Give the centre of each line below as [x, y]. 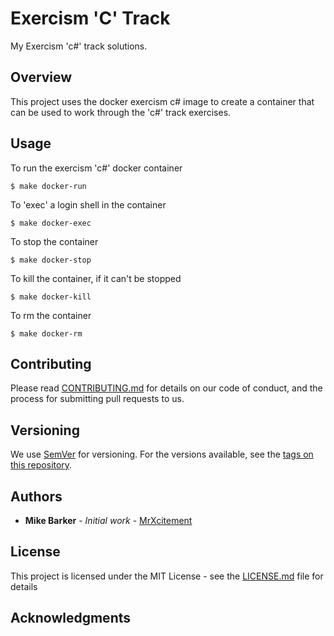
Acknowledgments [71, 618]
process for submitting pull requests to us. [97, 399]
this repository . [41, 465]
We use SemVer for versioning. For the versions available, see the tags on [162, 454]
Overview [41, 77]
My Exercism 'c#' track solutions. [79, 46]
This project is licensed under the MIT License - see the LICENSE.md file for [167, 576]
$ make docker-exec [51, 223]
